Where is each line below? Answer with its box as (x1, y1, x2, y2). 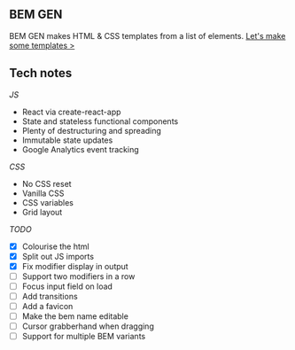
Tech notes (9, 66, 73, 81)
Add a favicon (21, 301, 74, 311)
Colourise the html (21, 241, 90, 252)
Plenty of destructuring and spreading (21, 125, 162, 136)
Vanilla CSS (21, 188, 65, 198)
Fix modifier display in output (21, 261, 128, 271)
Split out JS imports (21, 251, 95, 261)
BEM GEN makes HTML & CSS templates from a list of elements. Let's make (9, 30, 286, 41)
